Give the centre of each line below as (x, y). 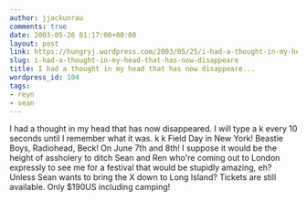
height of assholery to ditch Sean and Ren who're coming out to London (145, 158)
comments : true (38, 26)
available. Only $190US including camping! (90, 187)
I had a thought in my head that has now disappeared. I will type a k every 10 (153, 129)
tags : (20, 86)
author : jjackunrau (47, 18)
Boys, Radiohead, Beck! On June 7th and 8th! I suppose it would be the (143, 148)
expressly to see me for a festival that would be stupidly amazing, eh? (141, 168)
